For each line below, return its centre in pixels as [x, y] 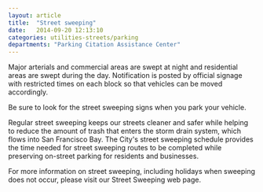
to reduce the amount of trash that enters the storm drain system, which [125, 131]
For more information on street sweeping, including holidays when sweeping [132, 172]
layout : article [35, 15]
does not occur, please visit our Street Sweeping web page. [105, 180]
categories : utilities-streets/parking [73, 37]
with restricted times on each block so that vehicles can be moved [115, 84]
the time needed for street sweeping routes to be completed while [115, 148]
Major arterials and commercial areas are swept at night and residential [123, 67]
